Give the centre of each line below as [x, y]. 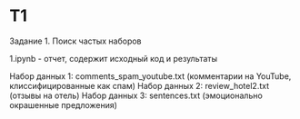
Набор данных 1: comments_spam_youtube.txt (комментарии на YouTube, [150, 76]
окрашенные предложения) [64, 104]
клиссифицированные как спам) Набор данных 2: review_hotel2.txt [140, 85]
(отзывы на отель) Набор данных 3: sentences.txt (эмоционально [136, 95]
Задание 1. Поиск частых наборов [76, 41]
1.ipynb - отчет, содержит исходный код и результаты [114, 58]
